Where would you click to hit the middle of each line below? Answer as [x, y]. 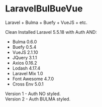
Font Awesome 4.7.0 [33, 79]
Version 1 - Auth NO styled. [33, 94]
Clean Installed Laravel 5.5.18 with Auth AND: [51, 32]
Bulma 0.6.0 [25, 42]
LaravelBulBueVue [44, 9]
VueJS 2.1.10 [25, 52]
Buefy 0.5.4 [24, 47]
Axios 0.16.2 [25, 63]
